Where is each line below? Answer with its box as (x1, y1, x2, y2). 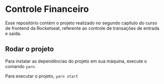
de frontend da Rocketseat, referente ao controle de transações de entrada (5, 25, 160, 31)
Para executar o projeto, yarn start (5, 73, 78, 79)
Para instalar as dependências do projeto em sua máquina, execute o (5, 58, 147, 64)
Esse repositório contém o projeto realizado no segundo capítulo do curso (5, 20, 158, 26)
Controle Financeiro (5, 3, 89, 15)
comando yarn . (5, 63, 36, 69)
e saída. (5, 30, 21, 36)
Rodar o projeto (5, 45, 54, 53)
